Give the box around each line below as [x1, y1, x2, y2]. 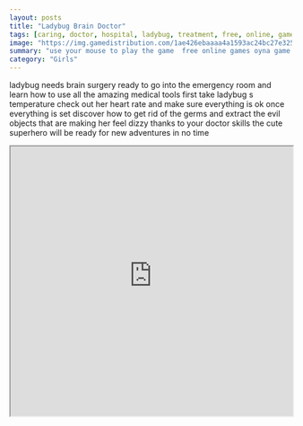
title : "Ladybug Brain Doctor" [9, 22, 126, 31]
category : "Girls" [9, 55, 78, 64]
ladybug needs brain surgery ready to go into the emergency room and [9, 80, 272, 90]
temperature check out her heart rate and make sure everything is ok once [9, 99, 285, 109]
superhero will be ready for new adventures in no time [9, 128, 210, 138]
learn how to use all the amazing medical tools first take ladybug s [9, 89, 254, 100]
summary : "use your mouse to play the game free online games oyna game [9, 47, 291, 56]
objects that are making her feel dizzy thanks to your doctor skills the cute [9, 118, 283, 129]
